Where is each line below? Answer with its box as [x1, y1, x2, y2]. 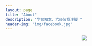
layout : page [5, 7, 33, 13]
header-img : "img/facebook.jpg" [5, 21, 73, 27]
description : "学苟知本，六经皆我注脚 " [5, 17, 83, 22]
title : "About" [5, 12, 37, 17]
